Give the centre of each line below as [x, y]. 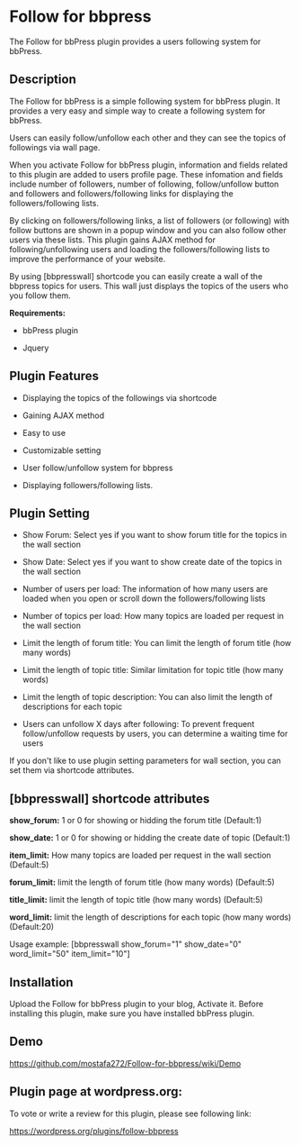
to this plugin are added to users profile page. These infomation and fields [146, 174]
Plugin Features [54, 376]
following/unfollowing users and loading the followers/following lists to [140, 249]
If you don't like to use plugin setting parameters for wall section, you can [145, 761]
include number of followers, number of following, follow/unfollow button [144, 184]
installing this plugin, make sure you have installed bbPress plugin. [132, 1013]
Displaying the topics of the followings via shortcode [119, 397]
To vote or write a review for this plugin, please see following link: [130, 1113]
